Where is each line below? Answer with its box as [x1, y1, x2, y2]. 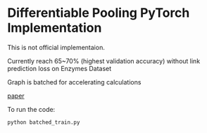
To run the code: [7, 105, 56, 113]
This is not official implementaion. [7, 43, 106, 51]
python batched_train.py [7, 118, 80, 126]
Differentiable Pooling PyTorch [7, 5, 190, 21]
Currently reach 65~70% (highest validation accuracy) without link [7, 56, 201, 65]
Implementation [7, 20, 102, 36]
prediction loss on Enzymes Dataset [7, 64, 112, 72]
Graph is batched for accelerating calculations [7, 77, 142, 86]
